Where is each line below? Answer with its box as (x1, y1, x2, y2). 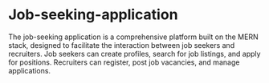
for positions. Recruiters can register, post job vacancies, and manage (8, 57, 240, 67)
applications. (8, 65, 51, 75)
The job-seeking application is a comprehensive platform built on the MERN (8, 32, 259, 41)
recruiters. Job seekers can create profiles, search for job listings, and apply (8, 49, 261, 58)
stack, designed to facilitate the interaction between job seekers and (8, 40, 235, 49)
